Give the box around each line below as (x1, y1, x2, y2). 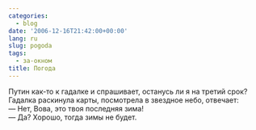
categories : (8, 11, 48, 20)
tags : (8, 49, 27, 57)
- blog (15, 19, 38, 27)
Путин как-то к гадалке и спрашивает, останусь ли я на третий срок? (8, 86, 248, 96)
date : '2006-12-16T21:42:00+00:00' (8, 27, 128, 35)
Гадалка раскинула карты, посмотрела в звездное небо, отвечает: (8, 94, 240, 105)
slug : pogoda (8, 42, 52, 50)
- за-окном (15, 57, 52, 65)
